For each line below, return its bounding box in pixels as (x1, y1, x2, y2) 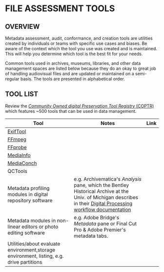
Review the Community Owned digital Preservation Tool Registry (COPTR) (5, 103, 154, 109)
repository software (7, 197, 53, 204)
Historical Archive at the (74, 188, 129, 194)
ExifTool (7, 128, 26, 135)
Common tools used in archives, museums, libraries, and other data (5, 61, 141, 66)
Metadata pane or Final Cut (74, 220, 137, 227)
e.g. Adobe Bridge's (74, 214, 120, 221)
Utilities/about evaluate (7, 240, 61, 247)
